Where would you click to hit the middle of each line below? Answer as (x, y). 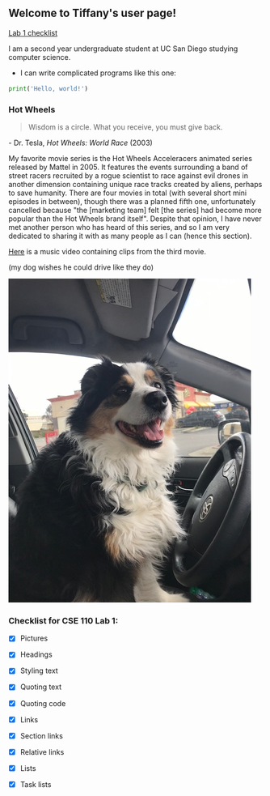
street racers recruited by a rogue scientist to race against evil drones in (129, 175)
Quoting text (41, 687)
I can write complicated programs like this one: (98, 73)
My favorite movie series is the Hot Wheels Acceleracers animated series (131, 158)
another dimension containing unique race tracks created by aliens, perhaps (135, 184)
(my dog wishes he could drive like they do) (81, 267)
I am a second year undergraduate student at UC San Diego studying (123, 49)
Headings (36, 654)
